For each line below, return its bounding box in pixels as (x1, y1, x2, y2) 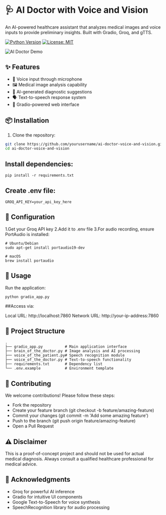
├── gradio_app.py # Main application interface (5, 344, 127, 349)
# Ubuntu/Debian (5, 241, 39, 246)
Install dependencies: (5, 160, 73, 168)
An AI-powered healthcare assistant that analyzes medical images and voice (5, 24, 161, 30)
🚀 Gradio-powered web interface (12, 101, 80, 107)
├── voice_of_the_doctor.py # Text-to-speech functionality (5, 357, 132, 362)
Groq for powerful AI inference (12, 488, 75, 494)
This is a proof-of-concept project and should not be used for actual (5, 451, 144, 456)
